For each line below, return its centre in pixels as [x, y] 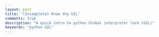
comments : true [21, 18]
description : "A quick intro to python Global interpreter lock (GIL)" [80, 23]
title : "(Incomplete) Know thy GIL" [42, 14]
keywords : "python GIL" [29, 27]
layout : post [18, 9]
